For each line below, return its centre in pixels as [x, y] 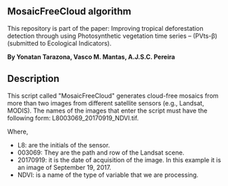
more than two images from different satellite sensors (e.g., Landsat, [106, 103]
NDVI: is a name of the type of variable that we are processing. [108, 175]
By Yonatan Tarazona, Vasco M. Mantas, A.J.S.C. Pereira [91, 57]
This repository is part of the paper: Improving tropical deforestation [106, 28]
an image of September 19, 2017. [64, 167]
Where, [18, 131]
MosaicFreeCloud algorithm [69, 12]
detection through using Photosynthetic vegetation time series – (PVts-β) [113, 36]
